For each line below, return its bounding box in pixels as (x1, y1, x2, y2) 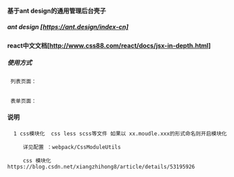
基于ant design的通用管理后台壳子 (7, 6, 106, 15)
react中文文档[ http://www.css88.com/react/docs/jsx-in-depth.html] (7, 41, 211, 49)
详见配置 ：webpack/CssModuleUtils (22, 144, 121, 151)
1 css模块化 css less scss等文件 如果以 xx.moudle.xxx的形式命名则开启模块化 (13, 130, 227, 137)
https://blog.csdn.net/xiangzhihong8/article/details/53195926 (7, 163, 196, 170)
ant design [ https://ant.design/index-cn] (7, 23, 129, 31)
